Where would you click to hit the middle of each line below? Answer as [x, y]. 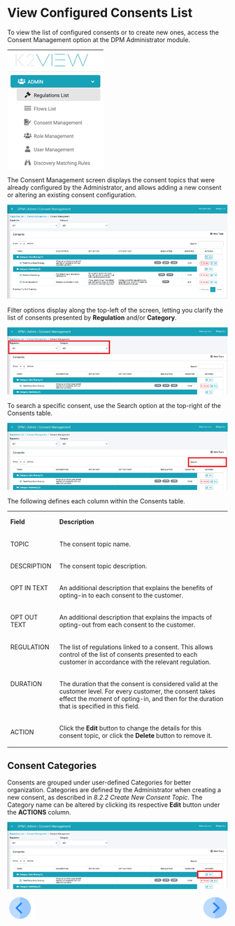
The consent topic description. [103, 566]
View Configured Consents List [100, 13]
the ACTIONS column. [39, 812]
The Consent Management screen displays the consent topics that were [111, 179]
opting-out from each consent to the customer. [127, 625]
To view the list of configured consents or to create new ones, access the [113, 32]
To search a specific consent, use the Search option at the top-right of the [114, 405]
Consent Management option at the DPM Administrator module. [99, 39]
